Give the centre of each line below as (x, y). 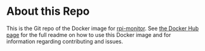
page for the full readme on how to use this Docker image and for (89, 34)
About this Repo (48, 11)
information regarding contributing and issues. (65, 41)
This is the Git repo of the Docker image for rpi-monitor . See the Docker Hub (102, 28)
